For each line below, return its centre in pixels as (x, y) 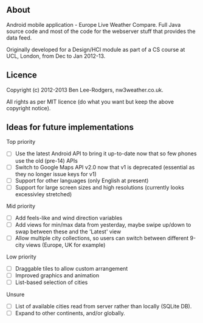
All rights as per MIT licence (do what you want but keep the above (90, 101)
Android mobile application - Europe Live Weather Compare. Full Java (94, 24)
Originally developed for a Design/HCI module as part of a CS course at (96, 49)
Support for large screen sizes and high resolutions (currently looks (99, 187)
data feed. (19, 37)
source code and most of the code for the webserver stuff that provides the (101, 31)
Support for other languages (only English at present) (82, 180)
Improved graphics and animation (57, 275)
